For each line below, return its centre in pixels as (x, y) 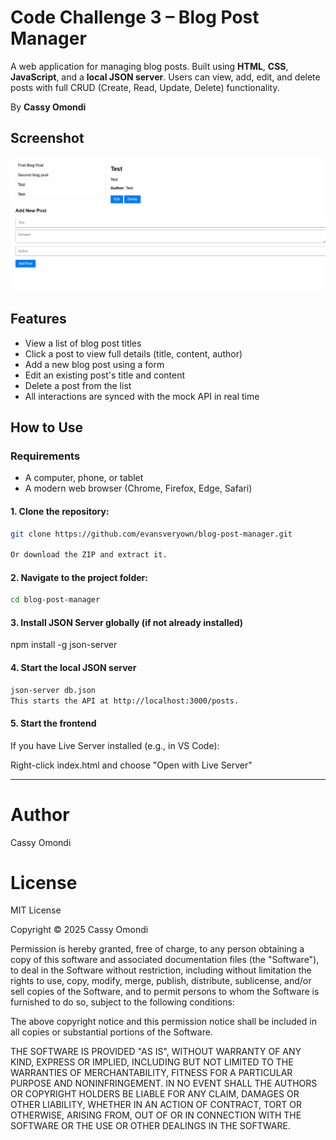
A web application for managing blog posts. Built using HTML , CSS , (149, 66)
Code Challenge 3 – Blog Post (135, 17)
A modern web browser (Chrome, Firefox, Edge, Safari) (138, 488)
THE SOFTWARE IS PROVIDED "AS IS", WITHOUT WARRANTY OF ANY (156, 1052)
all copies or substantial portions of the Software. (111, 1032)
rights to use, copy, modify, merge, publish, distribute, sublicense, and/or (161, 981)
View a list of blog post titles (83, 343)
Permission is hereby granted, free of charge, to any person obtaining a (157, 949)
